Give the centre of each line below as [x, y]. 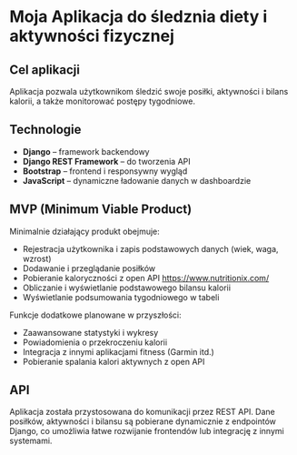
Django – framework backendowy [86, 151]
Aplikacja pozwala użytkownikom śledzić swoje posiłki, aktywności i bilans [149, 91]
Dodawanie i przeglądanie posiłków [89, 268]
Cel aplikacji [45, 70]
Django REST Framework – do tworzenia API [106, 161]
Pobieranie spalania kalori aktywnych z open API [114, 361]
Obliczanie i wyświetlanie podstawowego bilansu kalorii [127, 288]
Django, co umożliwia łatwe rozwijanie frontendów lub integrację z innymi [147, 431]
